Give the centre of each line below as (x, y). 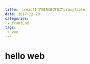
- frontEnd (18, 23)
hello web (25, 56)
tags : (10, 28)
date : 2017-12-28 (22, 14)
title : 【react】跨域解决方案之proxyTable (45, 9)
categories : (17, 18)
